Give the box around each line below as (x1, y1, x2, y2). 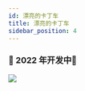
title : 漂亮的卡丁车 (8, 19, 70, 27)
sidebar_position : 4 (8, 27, 78, 35)
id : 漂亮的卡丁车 (8, 11, 59, 20)
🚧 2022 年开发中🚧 (8, 55, 78, 66)
